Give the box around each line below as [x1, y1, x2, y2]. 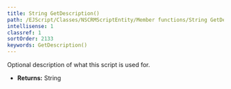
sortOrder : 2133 [7, 36, 54, 42]
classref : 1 [7, 29, 41, 36]
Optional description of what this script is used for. [7, 61, 151, 68]
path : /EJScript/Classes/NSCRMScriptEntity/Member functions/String [7, 16, 208, 23]
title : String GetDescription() [7, 10, 100, 17]
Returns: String [16, 74, 62, 82]
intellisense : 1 [7, 23, 54, 29]
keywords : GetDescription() [7, 42, 88, 49]
